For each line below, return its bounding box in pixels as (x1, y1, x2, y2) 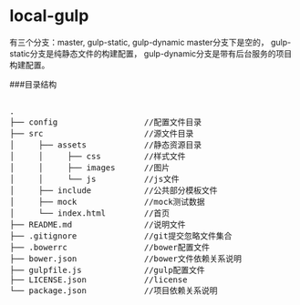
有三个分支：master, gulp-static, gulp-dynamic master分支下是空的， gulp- (9, 36, 292, 47)
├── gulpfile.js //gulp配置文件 (9, 265, 205, 275)
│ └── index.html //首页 (9, 208, 171, 219)
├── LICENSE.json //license (9, 274, 188, 285)
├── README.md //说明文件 (9, 219, 186, 229)
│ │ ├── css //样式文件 (9, 151, 186, 161)
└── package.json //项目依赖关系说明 (9, 285, 218, 296)
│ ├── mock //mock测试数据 (9, 197, 205, 207)
